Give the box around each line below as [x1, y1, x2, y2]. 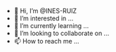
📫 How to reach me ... [13, 37, 79, 45]
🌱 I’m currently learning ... [13, 22, 89, 30]
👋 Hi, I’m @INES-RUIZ [13, 7, 77, 15]
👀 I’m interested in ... [13, 14, 74, 22]
